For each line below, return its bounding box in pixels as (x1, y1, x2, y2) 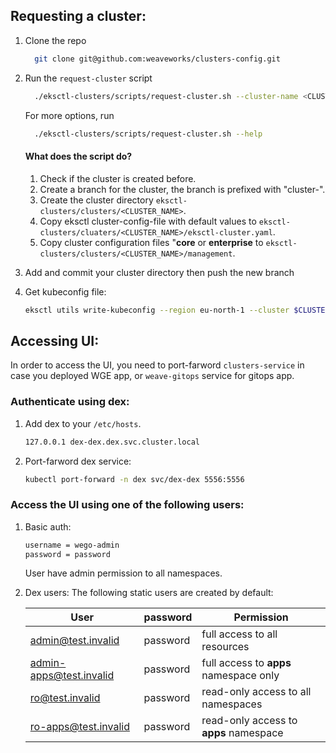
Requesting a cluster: (10, 8, 147, 25)
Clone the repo (24, 34, 87, 46)
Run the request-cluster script (24, 72, 153, 84)
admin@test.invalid (29, 634, 120, 648)
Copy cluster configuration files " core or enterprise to (39, 236, 264, 248)
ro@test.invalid (29, 691, 101, 705)
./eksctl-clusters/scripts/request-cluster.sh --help (34, 129, 263, 139)
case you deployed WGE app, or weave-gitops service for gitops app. (10, 370, 295, 382)
